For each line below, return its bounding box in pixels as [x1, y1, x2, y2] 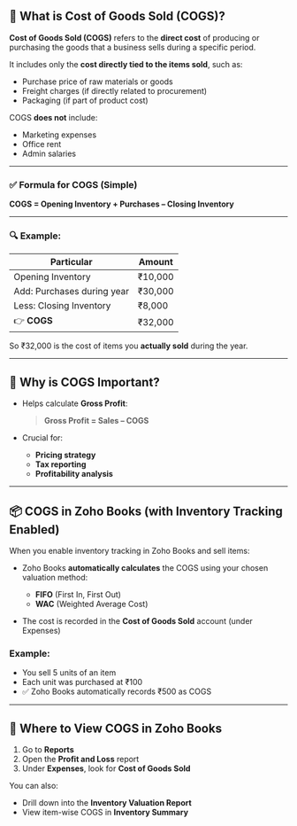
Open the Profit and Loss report [21, 754, 140, 765]
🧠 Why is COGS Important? [9, 374, 161, 390]
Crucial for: [21, 432, 64, 443]
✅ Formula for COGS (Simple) [9, 178, 138, 191]
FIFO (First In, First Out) [34, 589, 122, 600]
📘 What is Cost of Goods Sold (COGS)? [9, 9, 225, 24]
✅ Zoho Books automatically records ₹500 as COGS [21, 686, 212, 697]
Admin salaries [21, 148, 77, 159]
